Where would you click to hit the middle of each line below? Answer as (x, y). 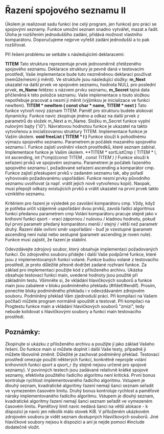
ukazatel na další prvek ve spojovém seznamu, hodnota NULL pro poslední (80, 84)
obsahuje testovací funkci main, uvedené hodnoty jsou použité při (71, 275)
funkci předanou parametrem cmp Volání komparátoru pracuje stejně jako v (81, 213)
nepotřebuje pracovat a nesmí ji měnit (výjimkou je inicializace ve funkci (78, 100)
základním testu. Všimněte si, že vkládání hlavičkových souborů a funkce (79, 280)
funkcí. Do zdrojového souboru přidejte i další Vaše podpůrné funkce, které (81, 254)
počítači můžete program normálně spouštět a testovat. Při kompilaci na (78, 301)
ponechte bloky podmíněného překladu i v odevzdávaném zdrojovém (75, 291)
